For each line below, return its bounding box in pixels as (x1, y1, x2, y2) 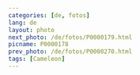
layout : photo (8, 26, 55, 34)
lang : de (8, 19, 37, 27)
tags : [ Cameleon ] (8, 55, 66, 63)
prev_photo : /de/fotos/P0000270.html (8, 48, 133, 55)
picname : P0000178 (8, 41, 69, 48)
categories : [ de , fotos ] (8, 11, 90, 20)
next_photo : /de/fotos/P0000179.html (8, 33, 133, 41)
